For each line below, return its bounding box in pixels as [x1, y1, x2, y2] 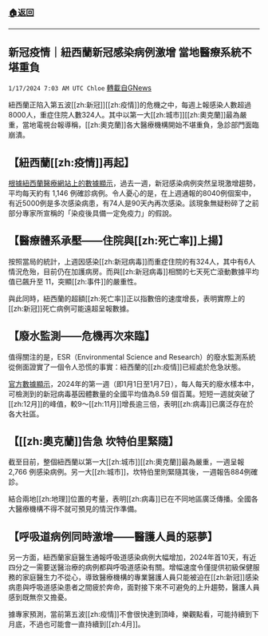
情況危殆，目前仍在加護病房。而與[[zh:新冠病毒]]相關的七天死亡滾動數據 [8, 266, 246, 276]
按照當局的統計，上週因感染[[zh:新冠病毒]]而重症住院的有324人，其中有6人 [8, 256, 256, 266]
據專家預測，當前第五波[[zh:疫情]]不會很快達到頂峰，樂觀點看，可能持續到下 [8, 610, 259, 619]
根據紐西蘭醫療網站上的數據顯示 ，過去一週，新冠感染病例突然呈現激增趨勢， [8, 178, 260, 188]
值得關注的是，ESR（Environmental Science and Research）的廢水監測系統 [8, 352, 256, 361]
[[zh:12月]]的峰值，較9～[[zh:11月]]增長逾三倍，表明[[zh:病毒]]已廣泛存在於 [8, 399, 254, 408]
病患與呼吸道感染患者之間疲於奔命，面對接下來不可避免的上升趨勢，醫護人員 [8, 582, 260, 592]
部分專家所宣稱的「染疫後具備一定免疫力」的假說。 [8, 208, 176, 217]
